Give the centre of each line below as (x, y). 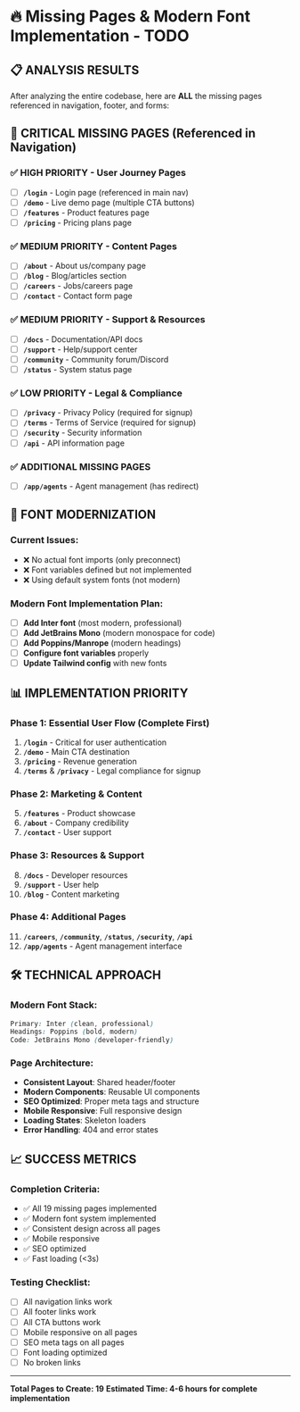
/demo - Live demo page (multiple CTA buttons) (109, 202)
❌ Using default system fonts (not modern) (101, 580)
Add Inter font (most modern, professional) (102, 622)
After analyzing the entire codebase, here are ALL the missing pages (136, 96)
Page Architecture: (52, 1063)
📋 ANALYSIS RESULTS (75, 70)
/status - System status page (77, 369)
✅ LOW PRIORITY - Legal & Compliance (97, 393)
